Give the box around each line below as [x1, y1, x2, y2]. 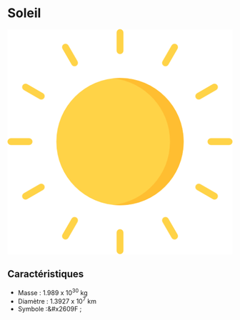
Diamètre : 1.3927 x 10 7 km [17, 296, 96, 306]
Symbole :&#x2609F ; [17, 305, 82, 314]
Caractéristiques [7, 268, 84, 280]
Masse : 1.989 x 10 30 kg [17, 287, 88, 297]
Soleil [7, 5, 41, 21]
